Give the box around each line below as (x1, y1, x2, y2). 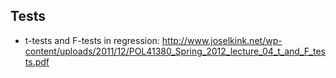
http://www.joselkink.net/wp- (161, 34, 283, 46)
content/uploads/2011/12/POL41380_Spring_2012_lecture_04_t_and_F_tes (24, 45, 326, 57)
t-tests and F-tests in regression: (24, 34, 160, 46)
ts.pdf (24, 55, 50, 68)
